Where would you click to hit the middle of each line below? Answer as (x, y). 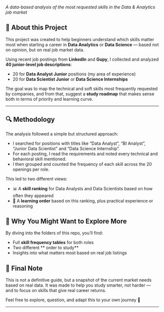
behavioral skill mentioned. (39, 159)
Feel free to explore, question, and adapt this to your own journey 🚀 (73, 300)
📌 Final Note (24, 268)
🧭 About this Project (36, 28)
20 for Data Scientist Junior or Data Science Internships (70, 79)
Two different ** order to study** (46, 248)
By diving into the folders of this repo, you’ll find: (54, 233)
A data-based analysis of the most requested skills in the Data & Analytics (80, 7)
